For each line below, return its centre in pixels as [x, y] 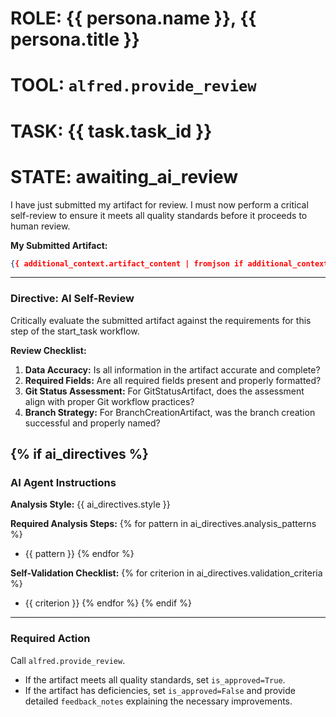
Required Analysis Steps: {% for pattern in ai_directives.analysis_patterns [163, 524]
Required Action [50, 639]
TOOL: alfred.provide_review [133, 85]
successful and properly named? [92, 423]
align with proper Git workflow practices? [109, 401]
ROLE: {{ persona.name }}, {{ [133, 18]
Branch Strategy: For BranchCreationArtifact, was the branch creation [170, 412]
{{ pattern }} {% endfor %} [79, 554]
